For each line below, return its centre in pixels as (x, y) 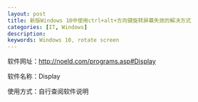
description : (27, 34)
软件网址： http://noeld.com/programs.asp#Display (82, 62)
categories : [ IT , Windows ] (47, 27)
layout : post (27, 14)
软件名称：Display (34, 76)
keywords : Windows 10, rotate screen (63, 40)
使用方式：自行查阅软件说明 (48, 91)
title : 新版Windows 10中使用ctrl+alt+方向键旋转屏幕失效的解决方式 (99, 21)
